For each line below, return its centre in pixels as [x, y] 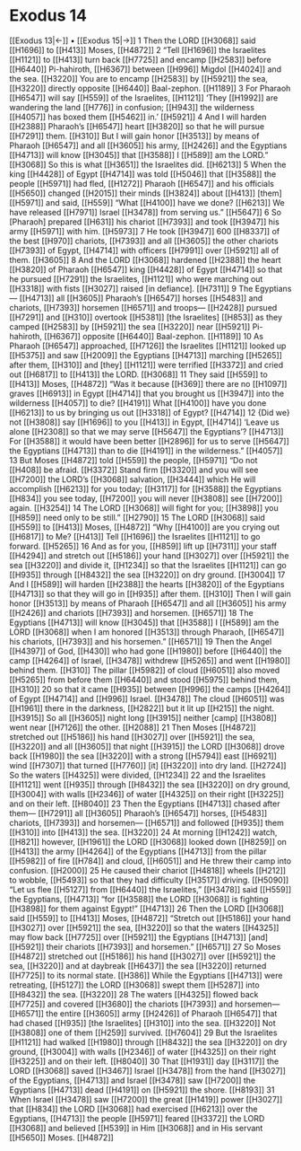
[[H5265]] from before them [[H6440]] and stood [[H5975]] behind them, [144, 680]
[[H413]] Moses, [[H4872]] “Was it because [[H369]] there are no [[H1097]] [148, 383]
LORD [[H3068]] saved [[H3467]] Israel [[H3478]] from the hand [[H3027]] [148, 1070]
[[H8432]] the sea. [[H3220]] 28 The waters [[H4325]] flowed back [134, 994]
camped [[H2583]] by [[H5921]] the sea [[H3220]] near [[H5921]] [130, 326]
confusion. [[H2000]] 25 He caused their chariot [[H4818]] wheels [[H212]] [148, 870]
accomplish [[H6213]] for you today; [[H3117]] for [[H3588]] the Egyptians [146, 488]
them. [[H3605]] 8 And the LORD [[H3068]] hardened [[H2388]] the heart [145, 259]
